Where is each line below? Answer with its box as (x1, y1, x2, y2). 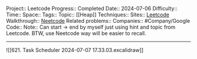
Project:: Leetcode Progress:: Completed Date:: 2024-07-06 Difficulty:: (6, 5, 178, 12)
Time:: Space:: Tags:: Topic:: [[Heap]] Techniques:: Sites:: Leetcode (6, 11, 169, 18)
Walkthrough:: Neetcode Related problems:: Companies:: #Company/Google (6, 18, 191, 24)
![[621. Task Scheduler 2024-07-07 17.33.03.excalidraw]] (6, 47, 144, 53)
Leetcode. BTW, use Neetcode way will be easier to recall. (6, 30, 147, 37)
